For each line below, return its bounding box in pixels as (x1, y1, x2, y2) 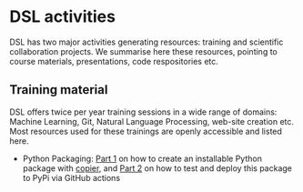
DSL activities (9, 6, 116, 27)
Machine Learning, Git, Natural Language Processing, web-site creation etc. (9, 116, 294, 126)
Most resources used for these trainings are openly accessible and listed (9, 126, 282, 136)
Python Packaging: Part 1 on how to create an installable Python (22, 153, 262, 164)
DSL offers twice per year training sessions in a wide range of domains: (9, 106, 278, 117)
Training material (9, 82, 108, 97)
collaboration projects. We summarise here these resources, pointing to (9, 45, 278, 56)
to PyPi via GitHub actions (22, 172, 121, 183)
